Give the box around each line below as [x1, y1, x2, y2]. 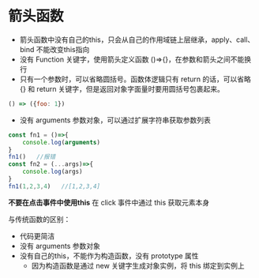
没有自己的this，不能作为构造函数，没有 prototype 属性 [19, 250, 199, 261]
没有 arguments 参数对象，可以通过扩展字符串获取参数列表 [19, 115, 211, 125]
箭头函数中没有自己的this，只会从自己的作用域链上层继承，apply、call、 [19, 35, 255, 44]
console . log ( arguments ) [22, 138, 101, 146]
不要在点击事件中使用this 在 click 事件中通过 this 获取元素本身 [8, 197, 210, 207]
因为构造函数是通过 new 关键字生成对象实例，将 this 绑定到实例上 [31, 261, 245, 270]
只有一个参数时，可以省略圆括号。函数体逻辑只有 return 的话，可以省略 [19, 74, 251, 84]
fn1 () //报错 [8, 153, 56, 161]
